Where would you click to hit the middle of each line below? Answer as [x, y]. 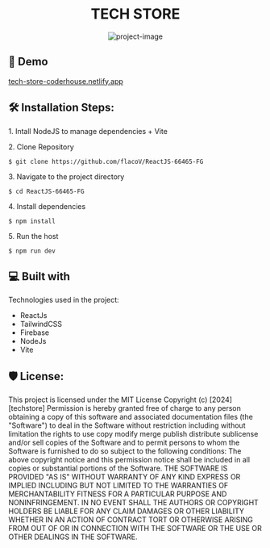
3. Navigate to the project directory [66, 176]
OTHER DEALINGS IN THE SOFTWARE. [73, 537]
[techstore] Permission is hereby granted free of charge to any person [125, 408]
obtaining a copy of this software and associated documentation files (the [131, 417]
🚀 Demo [28, 62]
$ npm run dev [32, 251]
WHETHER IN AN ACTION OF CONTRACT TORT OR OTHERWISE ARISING [131, 520]
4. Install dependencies [47, 206]
